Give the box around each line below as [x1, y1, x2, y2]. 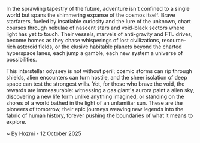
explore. [6, 118, 27, 125]
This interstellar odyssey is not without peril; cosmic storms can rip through [6, 68, 193, 74]
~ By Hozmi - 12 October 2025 [6, 130, 82, 137]
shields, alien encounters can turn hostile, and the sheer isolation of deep [6, 74, 187, 81]
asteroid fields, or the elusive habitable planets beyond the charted [17, 43, 182, 50]
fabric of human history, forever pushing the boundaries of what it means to [6, 112, 193, 119]
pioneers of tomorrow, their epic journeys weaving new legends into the [6, 106, 184, 112]
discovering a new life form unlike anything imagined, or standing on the [6, 93, 184, 100]
